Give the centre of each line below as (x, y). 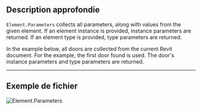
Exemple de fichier (42, 86)
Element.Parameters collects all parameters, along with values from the (94, 24)
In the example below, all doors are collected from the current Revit (89, 49)
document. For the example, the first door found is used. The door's (90, 55)
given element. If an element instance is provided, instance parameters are (99, 31)
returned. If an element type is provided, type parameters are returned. (94, 37)
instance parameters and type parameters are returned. (75, 61)
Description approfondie (53, 10)
